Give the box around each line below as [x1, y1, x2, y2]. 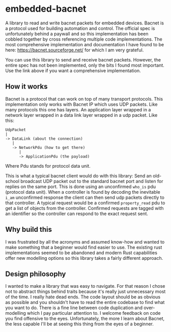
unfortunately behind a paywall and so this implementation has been [5, 31, 149, 37]
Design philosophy [5, 269, 66, 278]
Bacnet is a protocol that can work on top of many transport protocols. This [5, 96, 163, 102]
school [5, 178, 19, 184]
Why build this [5, 225, 52, 234]
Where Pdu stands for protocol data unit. [5, 163, 91, 169]
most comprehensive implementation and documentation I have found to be [5, 41, 164, 47]
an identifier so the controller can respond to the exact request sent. [5, 210, 149, 217]
